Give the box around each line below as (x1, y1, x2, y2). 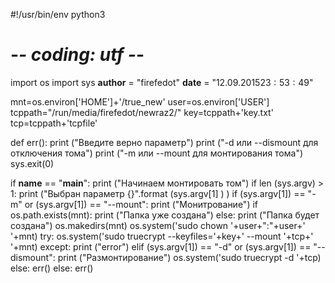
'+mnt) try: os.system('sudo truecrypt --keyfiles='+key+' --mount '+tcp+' (10, 230, 314, 242)
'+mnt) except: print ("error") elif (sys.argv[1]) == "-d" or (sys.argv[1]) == (10, 240, 312, 253)
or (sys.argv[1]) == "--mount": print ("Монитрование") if (24, 198, 258, 210)
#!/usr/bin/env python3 (10, 9, 106, 20)
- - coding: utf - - (10, 44, 145, 66)
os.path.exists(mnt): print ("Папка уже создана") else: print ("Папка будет (10, 209, 320, 221)
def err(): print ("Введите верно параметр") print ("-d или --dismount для (10, 136, 319, 148)
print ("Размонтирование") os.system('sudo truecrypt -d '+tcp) (57, 251, 322, 263)
